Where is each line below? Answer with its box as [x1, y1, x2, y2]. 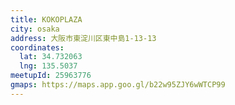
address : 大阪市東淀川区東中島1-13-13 [10, 33, 157, 43]
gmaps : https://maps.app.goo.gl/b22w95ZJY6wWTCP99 [10, 80, 226, 90]
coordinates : [10, 42, 65, 53]
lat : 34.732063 [19, 52, 83, 62]
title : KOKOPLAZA [10, 14, 83, 25]
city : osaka [10, 24, 60, 34]
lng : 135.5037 [19, 61, 78, 71]
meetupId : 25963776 [10, 71, 92, 81]
